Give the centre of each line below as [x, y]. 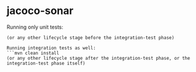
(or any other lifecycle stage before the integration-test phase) [91, 37]
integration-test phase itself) [46, 63]
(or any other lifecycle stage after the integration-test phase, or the [99, 58]
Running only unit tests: [35, 27]
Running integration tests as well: [51, 48]
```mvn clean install [33, 53]
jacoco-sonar [40, 11]
